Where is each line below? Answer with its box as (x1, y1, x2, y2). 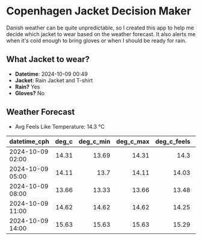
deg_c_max (116, 137, 150, 146)
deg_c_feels (155, 137, 191, 146)
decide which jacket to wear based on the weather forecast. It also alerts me (6, 30, 196, 37)
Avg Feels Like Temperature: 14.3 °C (14, 123, 105, 130)
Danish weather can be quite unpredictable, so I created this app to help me (6, 24, 194, 31)
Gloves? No (14, 89, 45, 97)
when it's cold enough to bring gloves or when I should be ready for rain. (6, 37, 187, 44)
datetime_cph (9, 137, 50, 146)
